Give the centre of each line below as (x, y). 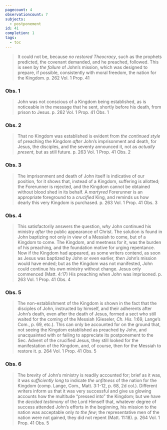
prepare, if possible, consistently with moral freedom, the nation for (87, 72)
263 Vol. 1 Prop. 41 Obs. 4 (44, 279)
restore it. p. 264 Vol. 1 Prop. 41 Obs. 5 (57, 351)
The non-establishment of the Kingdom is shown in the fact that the (87, 303)
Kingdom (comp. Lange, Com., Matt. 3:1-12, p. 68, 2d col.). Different (87, 385)
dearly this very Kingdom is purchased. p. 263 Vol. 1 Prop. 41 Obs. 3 (87, 202)
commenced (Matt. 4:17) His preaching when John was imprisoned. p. (90, 274)
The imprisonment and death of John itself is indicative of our (81, 176)
